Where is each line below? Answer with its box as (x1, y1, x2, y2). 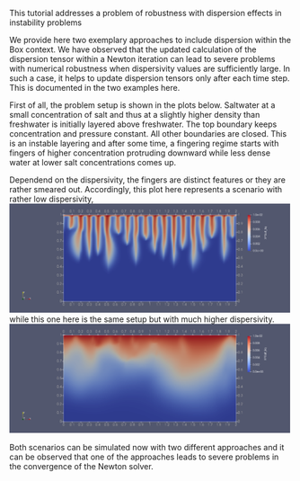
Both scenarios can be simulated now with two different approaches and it (9, 441, 285, 452)
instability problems (9, 17, 83, 28)
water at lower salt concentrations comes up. (9, 157, 177, 167)
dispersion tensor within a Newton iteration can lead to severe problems (9, 54, 276, 64)
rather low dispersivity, (9, 193, 94, 204)
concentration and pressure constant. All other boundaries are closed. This (9, 129, 287, 138)
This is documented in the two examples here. (9, 83, 181, 93)
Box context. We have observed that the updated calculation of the (9, 44, 257, 55)
